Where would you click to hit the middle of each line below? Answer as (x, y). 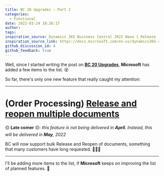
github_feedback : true (28, 50)
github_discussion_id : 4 (30, 46)
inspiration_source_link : (31, 42)
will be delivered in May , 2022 (35, 134)
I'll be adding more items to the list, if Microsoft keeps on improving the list (81, 163)
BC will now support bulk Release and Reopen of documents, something (78, 144)
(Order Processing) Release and (71, 103)
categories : (17, 14)
